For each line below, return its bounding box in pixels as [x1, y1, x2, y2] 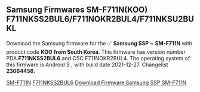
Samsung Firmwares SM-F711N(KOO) [6, 5, 148, 15]
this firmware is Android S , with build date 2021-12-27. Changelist [6, 61, 168, 68]
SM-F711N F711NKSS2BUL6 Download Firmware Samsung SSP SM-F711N [6, 79, 187, 86]
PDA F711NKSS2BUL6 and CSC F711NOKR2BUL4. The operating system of [6, 54, 190, 62]
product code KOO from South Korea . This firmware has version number [6, 48, 186, 56]
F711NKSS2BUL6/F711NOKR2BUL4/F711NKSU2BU [6, 14, 194, 24]
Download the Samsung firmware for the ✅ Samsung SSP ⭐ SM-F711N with [6, 39, 193, 47]
